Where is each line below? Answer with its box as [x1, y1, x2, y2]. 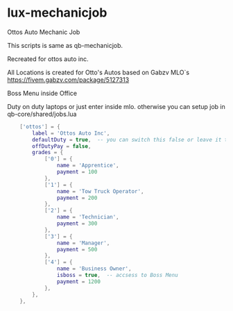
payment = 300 [56, 220, 98, 227]
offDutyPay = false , [32, 142, 92, 150]
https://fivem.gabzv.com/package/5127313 [7, 75, 130, 84]
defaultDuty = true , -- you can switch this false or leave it [32, 136, 222, 143]
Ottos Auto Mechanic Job [7, 28, 80, 36]
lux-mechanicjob [7, 5, 107, 21]
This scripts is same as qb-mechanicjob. [7, 41, 123, 49]
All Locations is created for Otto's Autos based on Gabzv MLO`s [7, 68, 189, 76]
